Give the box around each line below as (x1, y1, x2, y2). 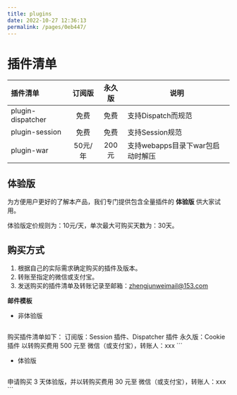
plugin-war (11, 146, 49, 156)
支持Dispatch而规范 (127, 111, 193, 120)
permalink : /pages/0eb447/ (7, 23, 87, 30)
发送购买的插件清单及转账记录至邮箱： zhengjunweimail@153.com (17, 281, 208, 289)
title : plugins (7, 10, 52, 18)
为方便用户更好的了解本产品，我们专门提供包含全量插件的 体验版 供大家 (7, 198, 215, 206)
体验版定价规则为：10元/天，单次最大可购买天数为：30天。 (7, 221, 178, 230)
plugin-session (11, 127, 62, 137)
